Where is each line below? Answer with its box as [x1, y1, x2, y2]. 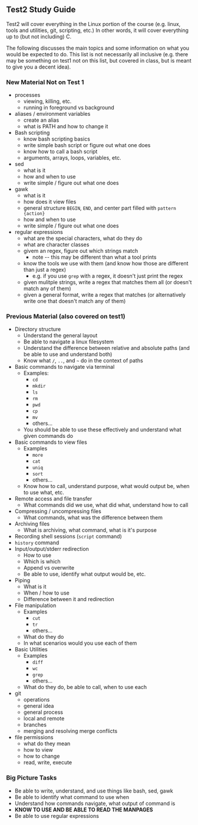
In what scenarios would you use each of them [23, 639, 137, 647]
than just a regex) [23, 266, 67, 274]
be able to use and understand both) [23, 351, 113, 358]
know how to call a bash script [23, 148, 98, 155]
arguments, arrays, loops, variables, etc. [23, 154, 121, 161]
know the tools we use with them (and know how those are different [23, 260, 189, 267]
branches [23, 721, 47, 729]
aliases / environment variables [14, 111, 91, 118]
